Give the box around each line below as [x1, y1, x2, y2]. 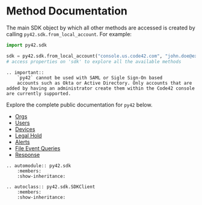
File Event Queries [14, 144, 61, 151]
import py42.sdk [6, 42, 47, 48]
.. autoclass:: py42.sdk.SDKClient [6, 183, 96, 190]
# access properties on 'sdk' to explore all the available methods [6, 58, 182, 64]
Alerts [14, 138, 30, 145]
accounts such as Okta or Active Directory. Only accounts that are [17, 80, 192, 86]
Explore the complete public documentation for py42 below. [6, 101, 153, 108]
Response [14, 151, 40, 158]
